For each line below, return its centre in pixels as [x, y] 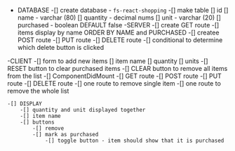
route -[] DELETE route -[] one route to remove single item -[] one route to [114, 83]
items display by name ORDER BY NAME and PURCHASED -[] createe [118, 32]
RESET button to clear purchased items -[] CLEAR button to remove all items [117, 68]
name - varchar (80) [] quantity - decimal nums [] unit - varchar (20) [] [119, 18]
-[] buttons [37, 122]
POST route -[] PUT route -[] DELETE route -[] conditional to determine [120, 40]
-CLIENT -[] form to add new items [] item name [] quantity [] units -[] [108, 61]
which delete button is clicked [61, 47]
